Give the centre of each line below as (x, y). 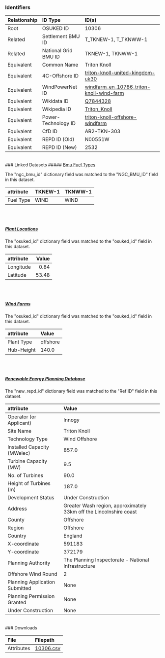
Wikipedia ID (56, 109)
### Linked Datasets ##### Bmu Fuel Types (50, 165)
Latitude (17, 275)
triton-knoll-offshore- (111, 117)
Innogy (71, 420)
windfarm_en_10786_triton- (118, 87)
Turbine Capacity (27, 461)
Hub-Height (22, 350)
